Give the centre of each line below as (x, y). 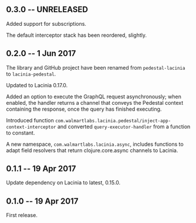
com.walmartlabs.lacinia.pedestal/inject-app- (113, 121)
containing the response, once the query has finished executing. (84, 109)
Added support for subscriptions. (46, 23)
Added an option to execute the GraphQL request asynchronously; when (94, 97)
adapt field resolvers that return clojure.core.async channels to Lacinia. (92, 150)
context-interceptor (31, 127)
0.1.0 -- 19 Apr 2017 (42, 201)
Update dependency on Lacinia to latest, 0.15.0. (63, 183)
